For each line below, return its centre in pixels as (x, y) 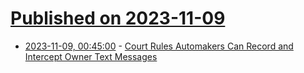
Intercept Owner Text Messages (91, 56)
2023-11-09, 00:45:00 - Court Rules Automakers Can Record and (159, 46)
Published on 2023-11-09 (118, 18)
